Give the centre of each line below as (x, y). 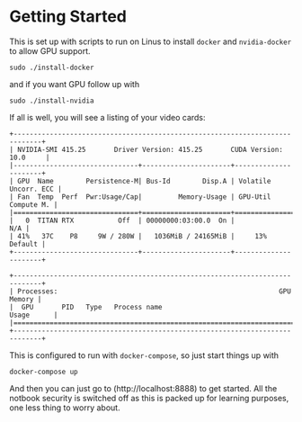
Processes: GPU (155, 291)
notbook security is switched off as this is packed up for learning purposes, (149, 398)
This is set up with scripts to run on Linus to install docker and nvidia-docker (151, 41)
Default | (28, 244)
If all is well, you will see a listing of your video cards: (107, 117)
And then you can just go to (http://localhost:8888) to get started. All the (143, 388)
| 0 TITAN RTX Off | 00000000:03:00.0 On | (122, 220)
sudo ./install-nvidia (52, 101)
